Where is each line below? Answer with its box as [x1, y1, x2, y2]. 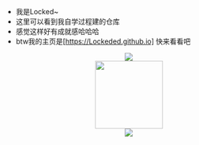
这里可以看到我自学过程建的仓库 [15, 17, 120, 26]
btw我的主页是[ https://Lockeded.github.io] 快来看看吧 [15, 36, 191, 46]
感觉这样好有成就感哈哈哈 [15, 27, 99, 36]
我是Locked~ [15, 7, 59, 16]
